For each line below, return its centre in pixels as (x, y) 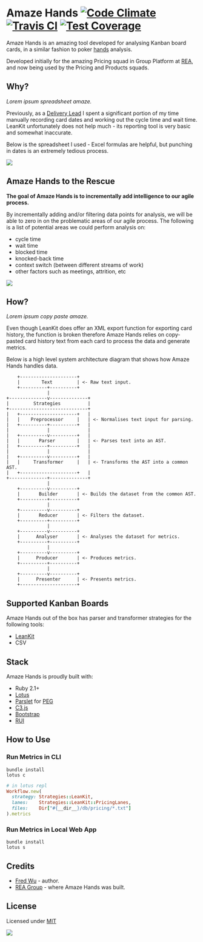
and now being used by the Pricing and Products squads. (78, 68)
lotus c (16, 775)
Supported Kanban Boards (58, 603)
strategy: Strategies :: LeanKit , (53, 797)
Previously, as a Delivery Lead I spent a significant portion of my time (93, 113)
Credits (21, 866)
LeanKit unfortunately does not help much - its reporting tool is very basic (98, 126)
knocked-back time (39, 258)
